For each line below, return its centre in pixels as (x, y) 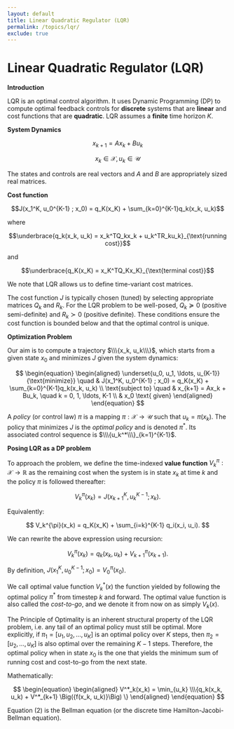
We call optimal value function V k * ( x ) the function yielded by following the (114, 586)
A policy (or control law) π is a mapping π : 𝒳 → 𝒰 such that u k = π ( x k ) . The (117, 417)
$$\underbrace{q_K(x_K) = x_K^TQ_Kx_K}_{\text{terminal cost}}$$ (118, 270)
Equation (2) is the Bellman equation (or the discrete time (89, 710)
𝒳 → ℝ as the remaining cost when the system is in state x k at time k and (113, 473)
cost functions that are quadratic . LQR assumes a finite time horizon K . (110, 116)
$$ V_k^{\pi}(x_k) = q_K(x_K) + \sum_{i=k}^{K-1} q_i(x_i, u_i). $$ (118, 525)
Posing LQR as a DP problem (49, 448)
